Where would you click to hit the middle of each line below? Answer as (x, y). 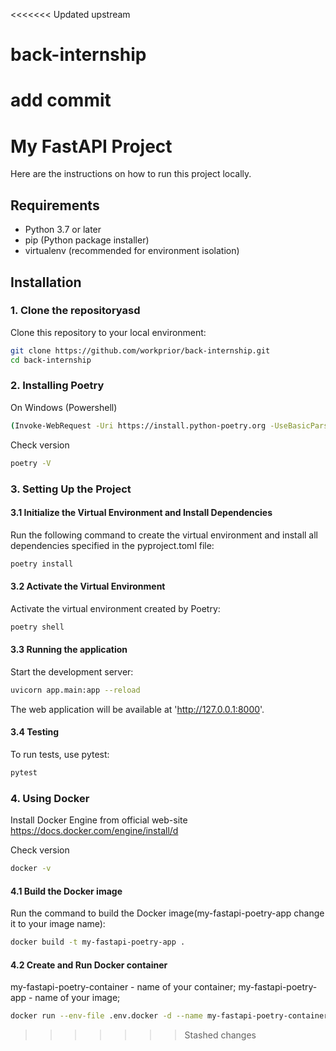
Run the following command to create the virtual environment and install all (164, 535)
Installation (46, 282)
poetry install (42, 564)
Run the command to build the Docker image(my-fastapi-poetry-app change (167, 913)
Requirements (55, 205)
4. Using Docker (50, 798)
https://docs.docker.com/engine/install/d (94, 831)
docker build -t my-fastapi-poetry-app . (98, 942)
